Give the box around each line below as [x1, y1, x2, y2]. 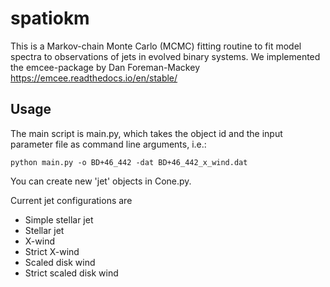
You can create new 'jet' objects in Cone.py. [10, 175, 192, 187]
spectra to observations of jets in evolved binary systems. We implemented [10, 50, 321, 62]
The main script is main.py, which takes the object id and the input [10, 127, 283, 139]
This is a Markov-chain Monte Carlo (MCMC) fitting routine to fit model [10, 40, 302, 52]
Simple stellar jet [24, 213, 94, 226]
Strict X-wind [24, 245, 80, 257]
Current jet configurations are [10, 194, 133, 206]
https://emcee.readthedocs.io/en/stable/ [10, 72, 178, 84]
